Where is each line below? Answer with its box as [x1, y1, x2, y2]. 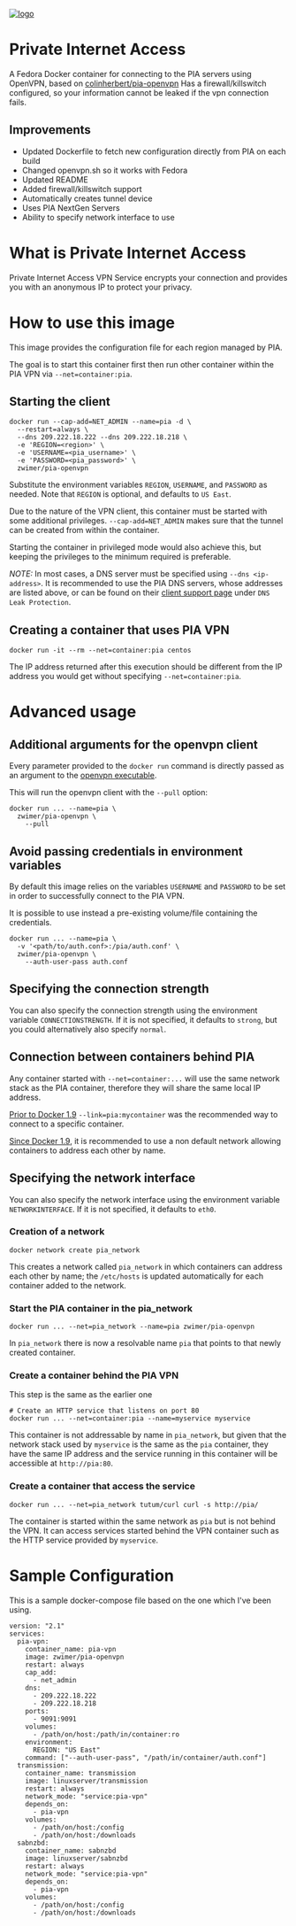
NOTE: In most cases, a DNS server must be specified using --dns [9, 569, 250, 579]
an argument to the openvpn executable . [9, 770, 157, 781]
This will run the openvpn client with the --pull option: [9, 787, 209, 798]
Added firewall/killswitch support [21, 183, 142, 194]
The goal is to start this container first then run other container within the [9, 359, 274, 369]
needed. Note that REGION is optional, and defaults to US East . [9, 489, 231, 499]
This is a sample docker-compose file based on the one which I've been [9, 1595, 272, 1605]
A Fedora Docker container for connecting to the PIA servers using [9, 68, 252, 79]
